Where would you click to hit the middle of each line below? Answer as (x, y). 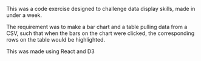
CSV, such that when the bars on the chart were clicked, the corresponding (101, 33)
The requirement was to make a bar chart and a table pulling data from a (97, 27)
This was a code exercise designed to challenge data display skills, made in (101, 9)
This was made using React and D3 (51, 51)
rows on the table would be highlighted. (56, 40)
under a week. (24, 15)
